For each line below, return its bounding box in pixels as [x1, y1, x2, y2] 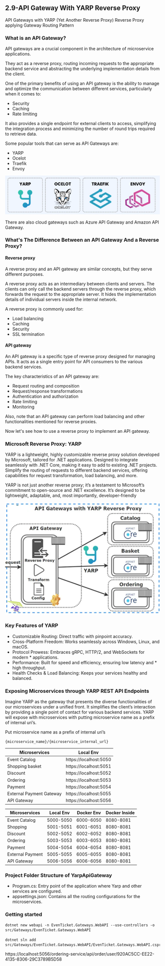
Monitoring [12, 404, 34, 410]
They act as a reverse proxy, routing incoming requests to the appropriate [5, 61, 154, 66]
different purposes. [5, 271, 44, 277]
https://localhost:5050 [65, 756, 111, 762]
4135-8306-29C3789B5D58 [5, 956, 62, 962]
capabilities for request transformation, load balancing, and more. [5, 473, 138, 479]
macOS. [12, 644, 28, 649]
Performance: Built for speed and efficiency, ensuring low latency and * [12, 659, 157, 665]
